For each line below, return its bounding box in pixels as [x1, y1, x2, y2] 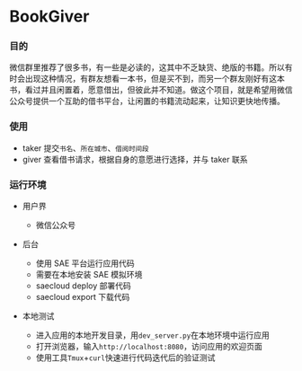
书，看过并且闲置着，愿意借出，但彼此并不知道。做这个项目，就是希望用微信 [9, 84, 293, 95]
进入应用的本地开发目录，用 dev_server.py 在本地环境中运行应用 [35, 330, 270, 340]
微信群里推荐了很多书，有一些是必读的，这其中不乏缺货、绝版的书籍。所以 [9, 62, 285, 73]
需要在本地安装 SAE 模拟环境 [35, 269, 143, 280]
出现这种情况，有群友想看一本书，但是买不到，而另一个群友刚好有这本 [24, 74, 285, 84]
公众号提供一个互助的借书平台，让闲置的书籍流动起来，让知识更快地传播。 [9, 96, 285, 107]
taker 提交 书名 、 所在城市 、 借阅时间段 [22, 142, 149, 154]
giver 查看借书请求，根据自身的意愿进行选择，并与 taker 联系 [22, 154, 248, 164]
